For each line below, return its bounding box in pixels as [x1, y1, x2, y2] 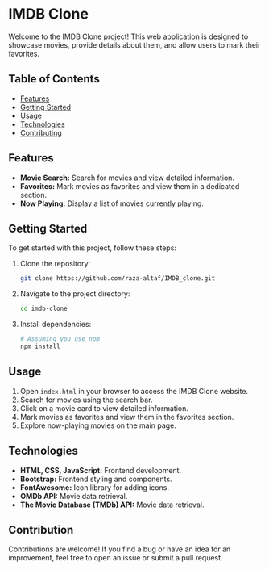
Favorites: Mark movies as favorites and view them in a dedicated [19, 181, 240, 191]
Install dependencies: [19, 320, 92, 329]
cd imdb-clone [19, 304, 68, 313]
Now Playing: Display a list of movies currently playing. [19, 199, 204, 208]
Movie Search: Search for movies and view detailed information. [19, 173, 235, 182]
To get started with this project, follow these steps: [8, 243, 177, 253]
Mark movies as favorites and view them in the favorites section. [19, 412, 234, 421]
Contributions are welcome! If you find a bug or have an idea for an [8, 544, 231, 554]
